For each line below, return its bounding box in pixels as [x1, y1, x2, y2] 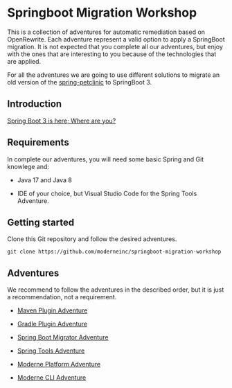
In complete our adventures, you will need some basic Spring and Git [7, 155, 204, 164]
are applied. [7, 57, 42, 65]
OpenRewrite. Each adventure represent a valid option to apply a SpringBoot [7, 35, 225, 43]
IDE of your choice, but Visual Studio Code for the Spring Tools [17, 189, 197, 197]
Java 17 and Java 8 [17, 175, 73, 184]
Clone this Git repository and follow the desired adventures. [7, 235, 177, 243]
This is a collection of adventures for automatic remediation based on [7, 28, 206, 36]
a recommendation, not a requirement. [7, 293, 117, 301]
